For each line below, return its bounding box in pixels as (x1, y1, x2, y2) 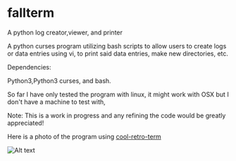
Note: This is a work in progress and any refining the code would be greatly (7, 111, 226, 120)
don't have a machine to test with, (7, 97, 106, 106)
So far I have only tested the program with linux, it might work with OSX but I (7, 90, 229, 98)
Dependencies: (7, 63, 51, 71)
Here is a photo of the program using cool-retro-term (7, 132, 162, 141)
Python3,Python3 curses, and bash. (7, 76, 111, 85)
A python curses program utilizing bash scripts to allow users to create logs (7, 41, 227, 50)
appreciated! (7, 118, 44, 127)
